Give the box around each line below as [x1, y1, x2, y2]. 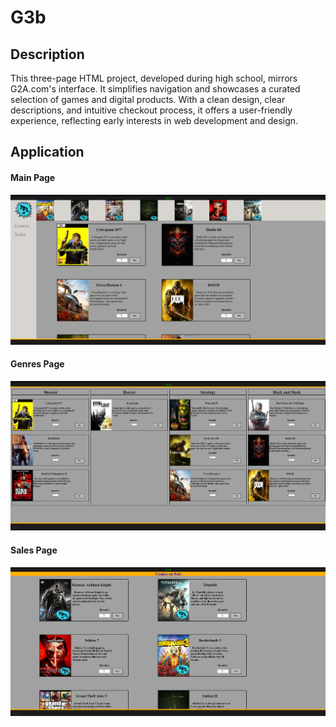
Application [10, 144, 85, 161]
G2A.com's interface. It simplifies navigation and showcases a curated [10, 83, 301, 95]
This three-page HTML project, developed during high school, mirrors [10, 72, 298, 84]
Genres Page [10, 358, 65, 370]
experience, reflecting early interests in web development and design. [10, 115, 299, 126]
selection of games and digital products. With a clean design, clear [10, 94, 286, 105]
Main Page [10, 171, 56, 183]
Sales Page [10, 544, 58, 556]
